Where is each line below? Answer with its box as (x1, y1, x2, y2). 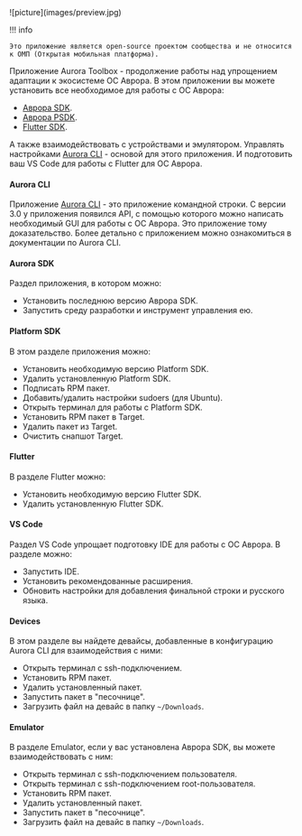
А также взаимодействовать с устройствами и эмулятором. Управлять (9, 139, 285, 150)
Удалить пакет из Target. (22, 421, 118, 432)
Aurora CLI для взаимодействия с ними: (9, 646, 163, 656)
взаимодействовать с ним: (9, 751, 114, 762)
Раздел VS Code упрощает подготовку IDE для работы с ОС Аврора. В (9, 539, 281, 550)
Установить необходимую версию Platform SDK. (22, 363, 209, 374)
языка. (22, 595, 49, 606)
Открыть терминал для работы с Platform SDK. (22, 402, 203, 413)
